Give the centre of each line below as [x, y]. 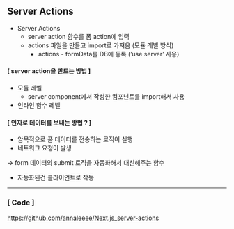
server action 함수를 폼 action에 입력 [79, 36]
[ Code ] [21, 203]
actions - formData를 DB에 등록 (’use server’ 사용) [109, 54]
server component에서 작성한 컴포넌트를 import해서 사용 [106, 97]
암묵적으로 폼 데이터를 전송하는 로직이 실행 [75, 139]
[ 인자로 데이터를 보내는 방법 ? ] [49, 123]
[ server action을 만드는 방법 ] [49, 71]
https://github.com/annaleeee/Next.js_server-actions [83, 218]
